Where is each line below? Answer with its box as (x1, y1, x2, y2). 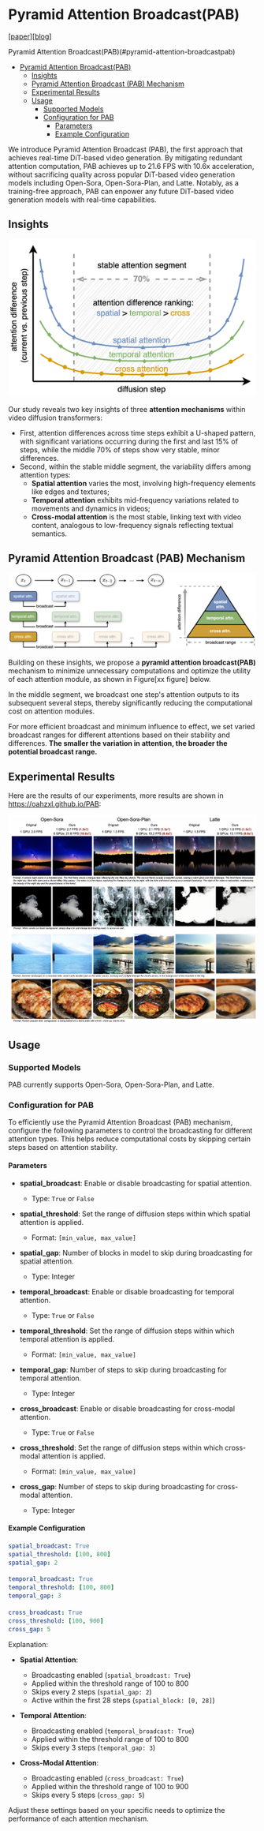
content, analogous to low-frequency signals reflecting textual (31, 520, 234, 530)
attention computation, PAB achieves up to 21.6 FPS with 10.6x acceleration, (8, 161, 255, 170)
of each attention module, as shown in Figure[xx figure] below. (8, 675, 211, 684)
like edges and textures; (31, 487, 110, 496)
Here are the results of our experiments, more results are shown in (8, 791, 224, 800)
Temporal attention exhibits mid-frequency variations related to (31, 495, 239, 504)
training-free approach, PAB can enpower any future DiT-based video (8, 186, 234, 196)
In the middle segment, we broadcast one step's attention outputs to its (8, 690, 240, 699)
